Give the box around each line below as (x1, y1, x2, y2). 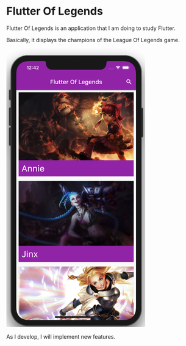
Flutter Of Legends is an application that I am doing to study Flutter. (6, 24, 176, 32)
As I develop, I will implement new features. (6, 333, 116, 340)
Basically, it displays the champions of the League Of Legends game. (6, 36, 180, 43)
